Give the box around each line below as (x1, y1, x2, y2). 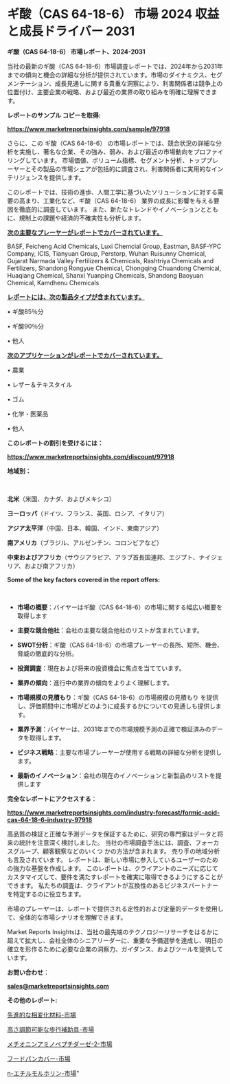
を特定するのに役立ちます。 (7, 889, 85, 898)
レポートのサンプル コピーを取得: (7, 111, 101, 119)
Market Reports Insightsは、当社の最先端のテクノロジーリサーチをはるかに (7, 927, 218, 936)
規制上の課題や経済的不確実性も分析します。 (19, 214, 146, 222)
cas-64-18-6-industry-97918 (7, 815, 93, 823)
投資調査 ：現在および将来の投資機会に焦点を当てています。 (16, 664, 185, 672)
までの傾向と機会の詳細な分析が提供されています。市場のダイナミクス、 (7, 70, 211, 79)
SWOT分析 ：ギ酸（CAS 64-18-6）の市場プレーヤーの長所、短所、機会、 (16, 641, 224, 649)
